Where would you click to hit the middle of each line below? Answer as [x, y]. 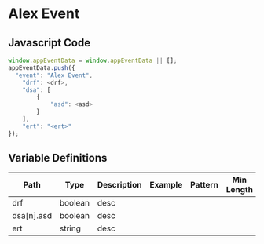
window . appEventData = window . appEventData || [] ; [93, 60]
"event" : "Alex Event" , [54, 75]
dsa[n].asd [32, 216]
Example [166, 185]
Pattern [204, 185]
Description [119, 185]
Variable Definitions [58, 158]
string [70, 228]
